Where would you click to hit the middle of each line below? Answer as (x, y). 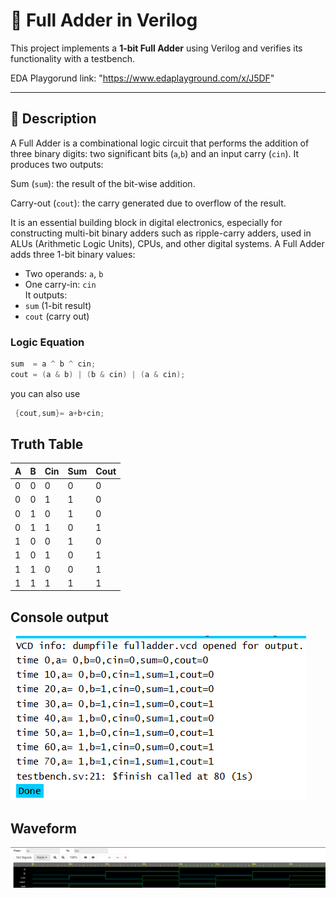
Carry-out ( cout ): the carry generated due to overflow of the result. (148, 203)
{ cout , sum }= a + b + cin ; (59, 413)
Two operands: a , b (64, 273)
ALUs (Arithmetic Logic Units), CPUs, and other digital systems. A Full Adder (167, 243)
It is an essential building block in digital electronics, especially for (146, 222)
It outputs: (46, 295)
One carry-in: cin (60, 284)
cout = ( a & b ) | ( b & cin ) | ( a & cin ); (98, 374)
